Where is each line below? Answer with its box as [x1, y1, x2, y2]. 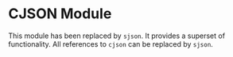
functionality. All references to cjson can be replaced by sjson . [8, 39, 213, 48]
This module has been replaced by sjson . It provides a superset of [8, 31, 225, 40]
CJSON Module [8, 5, 112, 23]
